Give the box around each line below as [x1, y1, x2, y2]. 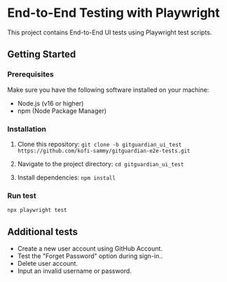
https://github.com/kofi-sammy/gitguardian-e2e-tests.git [17, 147, 191, 154]
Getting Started [7, 48, 76, 60]
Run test [7, 191, 36, 201]
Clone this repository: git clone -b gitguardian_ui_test [17, 140, 182, 148]
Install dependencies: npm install [17, 173, 116, 182]
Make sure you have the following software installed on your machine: [7, 86, 209, 94]
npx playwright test [7, 207, 68, 214]
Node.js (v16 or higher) [17, 99, 84, 107]
